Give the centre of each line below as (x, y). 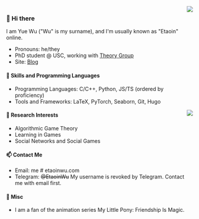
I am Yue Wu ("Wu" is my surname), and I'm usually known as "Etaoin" (92, 32)
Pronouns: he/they (37, 49)
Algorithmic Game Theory (46, 128)
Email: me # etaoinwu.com (47, 170)
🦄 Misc (15, 196)
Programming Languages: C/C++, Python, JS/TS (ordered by (89, 89)
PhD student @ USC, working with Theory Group (74, 55)
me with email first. (38, 183)
